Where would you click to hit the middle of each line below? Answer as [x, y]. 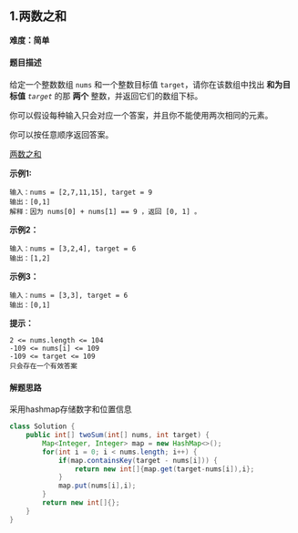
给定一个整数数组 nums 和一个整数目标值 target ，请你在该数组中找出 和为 [146, 85]
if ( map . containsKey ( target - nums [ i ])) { [138, 460]
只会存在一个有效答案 [43, 366]
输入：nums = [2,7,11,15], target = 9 [81, 193]
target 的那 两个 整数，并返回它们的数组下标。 [115, 96]
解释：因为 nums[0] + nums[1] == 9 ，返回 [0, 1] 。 [106, 212]
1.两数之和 [38, 16]
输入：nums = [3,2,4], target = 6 [73, 249]
